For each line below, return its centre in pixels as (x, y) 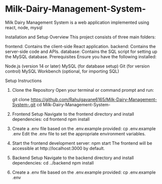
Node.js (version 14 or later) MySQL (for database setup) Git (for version (77, 66)
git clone (21, 99)
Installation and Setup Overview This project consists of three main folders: (80, 37)
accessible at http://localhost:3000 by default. (58, 148)
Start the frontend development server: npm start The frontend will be (82, 143)
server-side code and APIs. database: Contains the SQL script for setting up (81, 51)
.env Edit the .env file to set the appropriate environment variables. (79, 134)
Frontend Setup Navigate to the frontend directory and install (73, 114)
